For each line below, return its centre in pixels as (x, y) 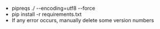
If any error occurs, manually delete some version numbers (83, 20)
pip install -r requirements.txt (46, 14)
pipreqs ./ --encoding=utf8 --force (53, 8)
